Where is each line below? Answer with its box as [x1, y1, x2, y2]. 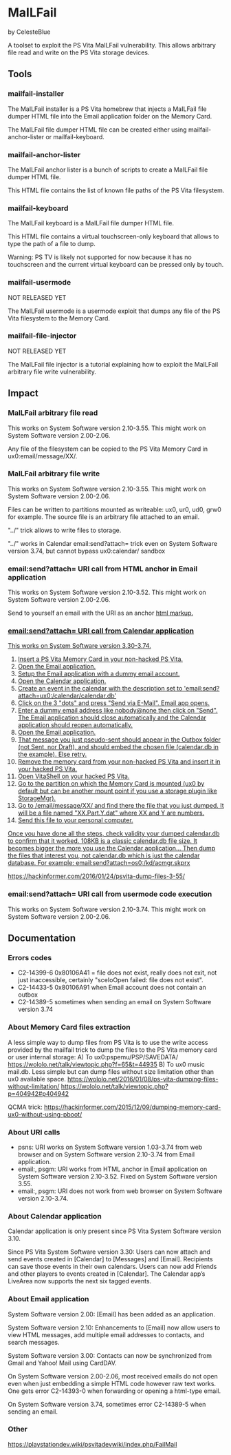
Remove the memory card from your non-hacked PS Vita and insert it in [17, 757, 221, 766]
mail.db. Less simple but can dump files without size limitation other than [8, 1067, 214, 1076]
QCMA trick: [8, 1103, 43, 1111]
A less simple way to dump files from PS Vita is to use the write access [8, 1038, 208, 1046]
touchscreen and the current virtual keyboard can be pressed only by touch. [8, 261, 224, 269]
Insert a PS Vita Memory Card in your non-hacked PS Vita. [17, 655, 184, 663]
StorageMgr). [17, 794, 56, 802]
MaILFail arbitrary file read [8, 408, 98, 418]
